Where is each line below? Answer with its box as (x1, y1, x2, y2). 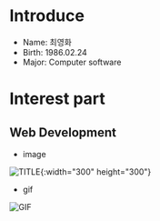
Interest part (9, 88, 106, 109)
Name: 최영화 (22, 36, 73, 47)
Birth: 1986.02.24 (22, 46, 88, 57)
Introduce (9, 5, 85, 26)
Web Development (9, 125, 116, 140)
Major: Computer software (22, 56, 122, 67)
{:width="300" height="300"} (40, 166, 152, 177)
